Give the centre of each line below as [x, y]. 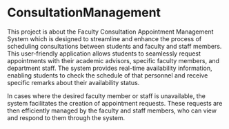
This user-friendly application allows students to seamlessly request [104, 54]
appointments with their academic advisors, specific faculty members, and [113, 60]
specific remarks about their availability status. [73, 82]
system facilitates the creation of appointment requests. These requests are [115, 103]
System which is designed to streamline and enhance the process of [104, 38]
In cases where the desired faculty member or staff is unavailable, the [106, 96]
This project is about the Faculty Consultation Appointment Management [110, 32]
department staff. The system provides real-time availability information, [110, 68]
